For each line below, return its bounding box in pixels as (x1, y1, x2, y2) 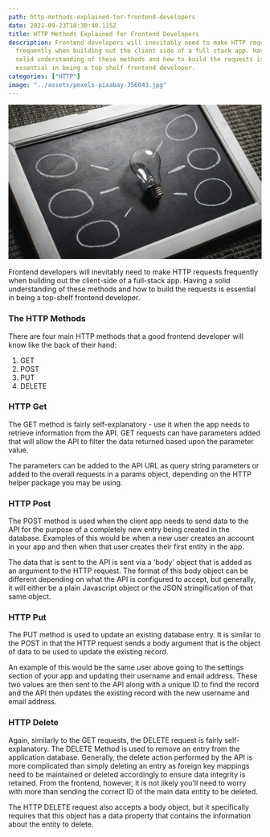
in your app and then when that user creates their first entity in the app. (8, 542, 245, 551)
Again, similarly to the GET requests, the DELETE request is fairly (8, 735, 223, 744)
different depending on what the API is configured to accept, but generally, (8, 575, 256, 584)
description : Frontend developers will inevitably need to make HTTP (8, 39, 247, 47)
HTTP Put (8, 612, 47, 623)
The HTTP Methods (8, 313, 86, 324)
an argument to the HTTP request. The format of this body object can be (8, 566, 249, 575)
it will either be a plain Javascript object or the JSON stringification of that (8, 583, 253, 593)
